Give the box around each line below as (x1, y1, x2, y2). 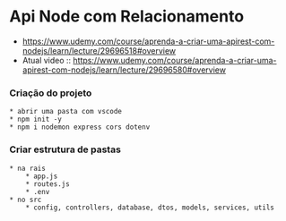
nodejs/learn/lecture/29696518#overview (22, 45, 177, 55)
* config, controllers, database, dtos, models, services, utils (25, 203, 275, 212)
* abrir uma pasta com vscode (9, 107, 123, 116)
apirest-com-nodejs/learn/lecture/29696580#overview (22, 64, 227, 75)
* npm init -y (9, 115, 63, 124)
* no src (9, 195, 42, 204)
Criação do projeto (9, 87, 92, 99)
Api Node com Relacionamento (9, 6, 245, 27)
